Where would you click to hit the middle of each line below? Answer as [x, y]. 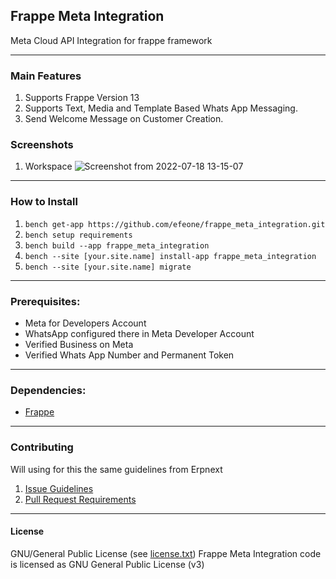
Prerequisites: [45, 301]
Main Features [46, 76]
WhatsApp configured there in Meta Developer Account [139, 333]
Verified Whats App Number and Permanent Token [129, 355]
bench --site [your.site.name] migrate [108, 267]
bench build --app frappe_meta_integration [117, 245]
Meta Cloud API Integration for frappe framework [111, 40]
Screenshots [42, 145]
